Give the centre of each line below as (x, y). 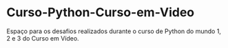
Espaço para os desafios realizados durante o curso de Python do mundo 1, (114, 31)
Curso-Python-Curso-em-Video (100, 13)
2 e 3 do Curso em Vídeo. (43, 38)
